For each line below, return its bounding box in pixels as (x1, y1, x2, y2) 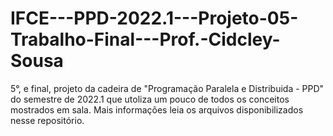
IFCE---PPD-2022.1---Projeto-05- (10, 7, 299, 30)
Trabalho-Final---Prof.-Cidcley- (10, 28, 281, 51)
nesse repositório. (10, 114, 85, 126)
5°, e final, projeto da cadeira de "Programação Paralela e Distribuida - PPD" (10, 82, 325, 94)
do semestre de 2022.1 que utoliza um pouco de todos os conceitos (10, 93, 290, 105)
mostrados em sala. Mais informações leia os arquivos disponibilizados (10, 103, 304, 116)
